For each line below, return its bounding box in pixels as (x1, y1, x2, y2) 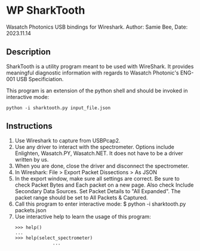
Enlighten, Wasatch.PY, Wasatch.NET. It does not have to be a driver (14, 150, 183, 157)
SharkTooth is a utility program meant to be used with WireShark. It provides (6, 63, 194, 70)
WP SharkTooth (6, 4, 85, 17)
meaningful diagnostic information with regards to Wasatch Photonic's (6, 69, 179, 76)
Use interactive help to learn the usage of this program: (14, 213, 151, 220)
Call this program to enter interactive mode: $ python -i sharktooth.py (14, 200, 186, 207)
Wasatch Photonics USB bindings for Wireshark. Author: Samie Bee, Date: (6, 23, 188, 30)
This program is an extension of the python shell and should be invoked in (6, 87, 188, 94)
